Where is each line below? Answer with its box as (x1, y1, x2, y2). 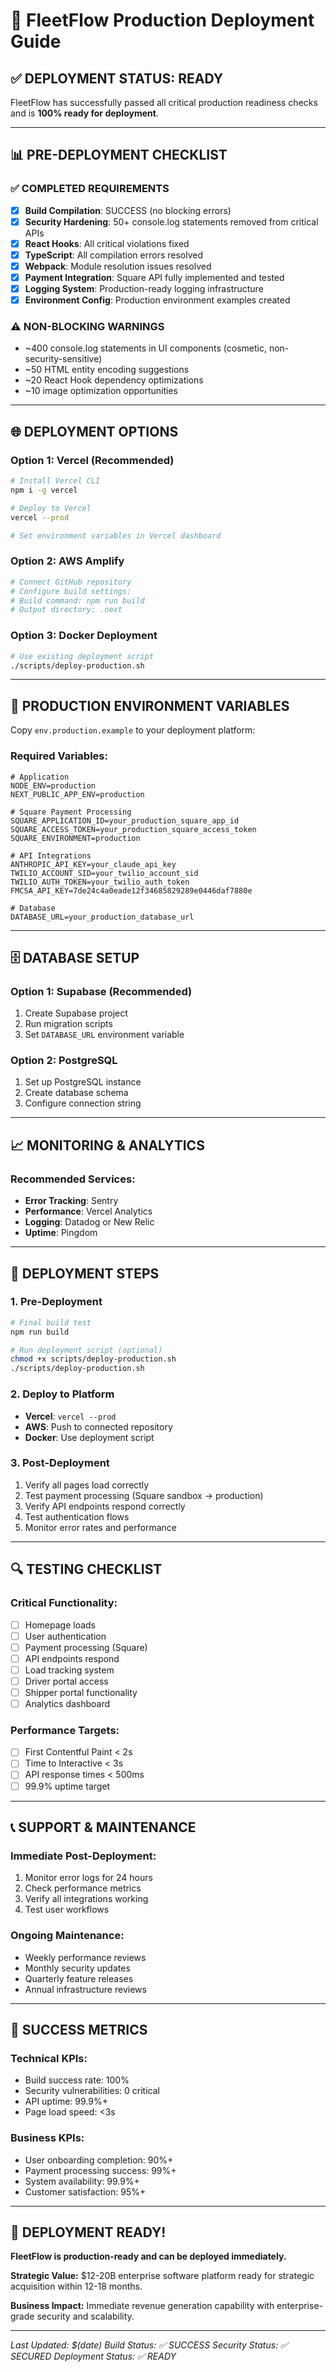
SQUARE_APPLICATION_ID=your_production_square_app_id (10, 815, 240, 826)
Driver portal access (24, 1675, 109, 1687)
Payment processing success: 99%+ (24, 2164, 177, 2176)
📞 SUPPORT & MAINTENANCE (10, 1819, 197, 1836)
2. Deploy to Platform (10, 1387, 115, 1401)
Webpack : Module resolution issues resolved (24, 260, 212, 272)
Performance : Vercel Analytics (24, 1205, 153, 1218)
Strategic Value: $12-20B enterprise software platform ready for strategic (10, 2270, 315, 2282)
